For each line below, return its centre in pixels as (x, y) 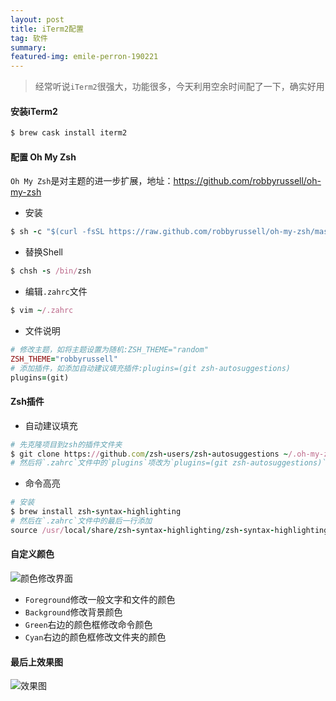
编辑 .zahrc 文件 (56, 292)
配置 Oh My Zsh (43, 157)
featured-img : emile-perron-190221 (84, 57)
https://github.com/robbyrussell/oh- (247, 181)
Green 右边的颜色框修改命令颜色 (88, 625)
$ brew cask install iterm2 (69, 133)
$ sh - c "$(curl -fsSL (57, 232)
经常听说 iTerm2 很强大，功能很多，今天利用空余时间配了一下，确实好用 (179, 87)
